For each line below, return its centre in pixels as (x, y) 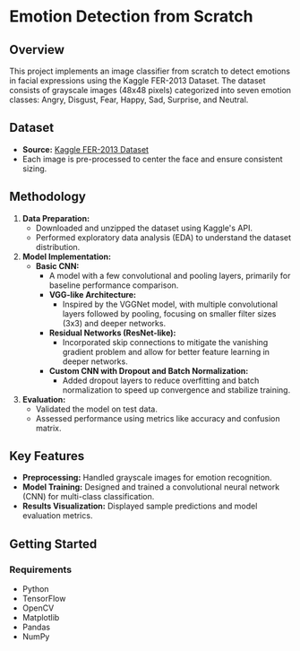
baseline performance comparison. (114, 285)
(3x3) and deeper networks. (114, 323)
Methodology (48, 197)
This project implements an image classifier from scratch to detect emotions (150, 71)
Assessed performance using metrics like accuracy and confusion (158, 418)
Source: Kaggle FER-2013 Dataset (86, 149)
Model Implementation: (67, 256)
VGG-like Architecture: (93, 294)
